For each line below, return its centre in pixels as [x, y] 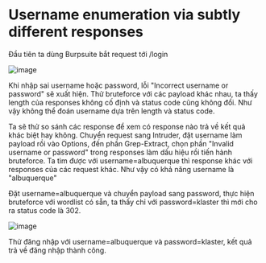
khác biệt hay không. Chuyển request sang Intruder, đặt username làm [125, 135]
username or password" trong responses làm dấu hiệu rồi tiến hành [120, 152]
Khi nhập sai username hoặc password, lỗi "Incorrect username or [118, 85]
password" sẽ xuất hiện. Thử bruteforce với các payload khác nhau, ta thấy [133, 93]
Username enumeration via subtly [125, 15]
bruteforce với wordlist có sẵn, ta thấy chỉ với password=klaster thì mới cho [133, 202]
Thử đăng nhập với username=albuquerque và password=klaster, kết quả [130, 241]
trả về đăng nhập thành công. [57, 250]
